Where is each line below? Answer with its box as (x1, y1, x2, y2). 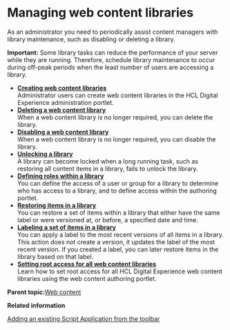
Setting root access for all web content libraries (17, 260, 157, 268)
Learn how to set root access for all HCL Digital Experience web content (17, 267, 223, 275)
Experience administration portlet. (17, 98, 114, 106)
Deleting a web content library (17, 106, 106, 114)
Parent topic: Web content (7, 288, 82, 296)
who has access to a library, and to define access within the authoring (17, 186, 217, 195)
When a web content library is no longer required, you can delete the (17, 113, 213, 122)
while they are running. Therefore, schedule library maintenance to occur (7, 55, 215, 64)
